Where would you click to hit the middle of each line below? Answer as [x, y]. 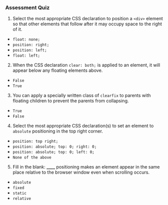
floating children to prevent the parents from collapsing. [71, 101]
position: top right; [35, 141]
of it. [17, 29]
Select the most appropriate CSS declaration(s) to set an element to [83, 126]
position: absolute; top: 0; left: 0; [53, 152]
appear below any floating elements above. [57, 70]
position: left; [30, 50]
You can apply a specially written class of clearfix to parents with [81, 96]
